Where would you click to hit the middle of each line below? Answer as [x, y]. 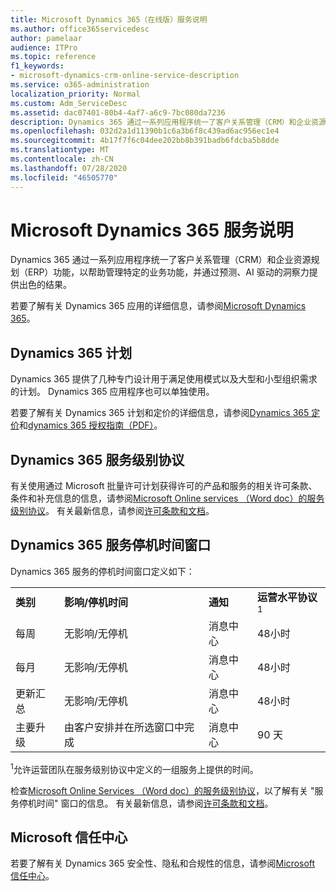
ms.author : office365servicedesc [80, 29]
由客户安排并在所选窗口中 [124, 727]
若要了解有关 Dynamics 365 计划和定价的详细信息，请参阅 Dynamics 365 [160, 413]
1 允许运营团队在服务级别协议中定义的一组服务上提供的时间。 [134, 768]
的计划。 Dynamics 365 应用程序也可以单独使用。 [112, 392]
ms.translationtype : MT [60, 150]
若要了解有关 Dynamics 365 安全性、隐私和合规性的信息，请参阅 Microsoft [163, 863]
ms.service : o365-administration [80, 85]
